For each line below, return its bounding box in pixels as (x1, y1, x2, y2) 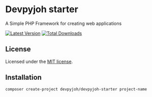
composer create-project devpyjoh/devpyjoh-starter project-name (5, 86, 147, 92)
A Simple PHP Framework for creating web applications (5, 20, 122, 26)
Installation (5, 73, 42, 82)
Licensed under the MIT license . (5, 58, 73, 64)
